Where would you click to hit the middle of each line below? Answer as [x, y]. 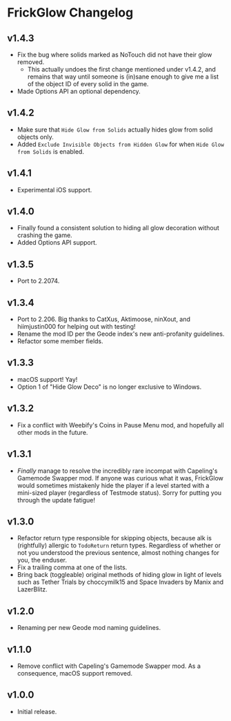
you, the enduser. [42, 560]
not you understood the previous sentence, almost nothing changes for [118, 553]
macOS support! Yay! [47, 379]
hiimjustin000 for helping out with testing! [76, 327]
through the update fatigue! [56, 500]
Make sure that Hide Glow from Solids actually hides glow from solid [115, 130]
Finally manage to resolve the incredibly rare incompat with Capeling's [117, 471]
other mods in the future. [52, 432]
